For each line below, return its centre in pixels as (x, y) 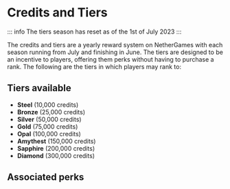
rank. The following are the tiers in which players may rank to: (94, 66)
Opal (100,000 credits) (49, 134)
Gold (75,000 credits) (47, 126)
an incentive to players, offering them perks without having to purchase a (111, 59)
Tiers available (39, 88)
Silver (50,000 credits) (49, 119)
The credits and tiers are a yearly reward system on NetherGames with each (115, 45)
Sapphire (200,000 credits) (56, 148)
